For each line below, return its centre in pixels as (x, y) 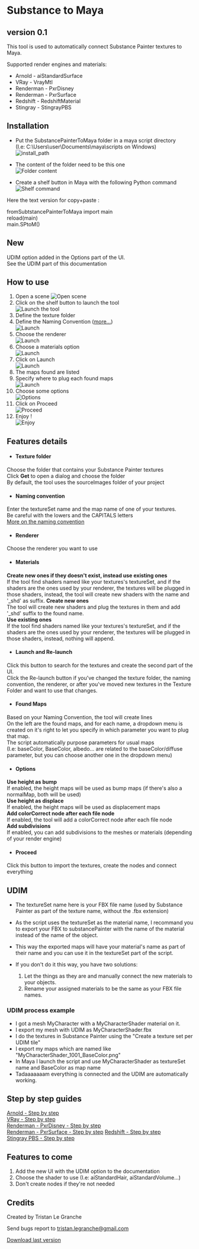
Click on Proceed (36, 404)
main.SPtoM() (23, 224)
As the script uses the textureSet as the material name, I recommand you (104, 923)
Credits (21, 1202)
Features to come (40, 1157)
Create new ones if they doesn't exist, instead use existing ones (87, 575)
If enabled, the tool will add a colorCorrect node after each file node (89, 820)
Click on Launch (35, 359)
